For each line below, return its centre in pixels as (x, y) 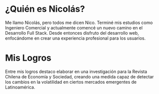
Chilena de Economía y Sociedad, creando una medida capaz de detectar (79, 76)
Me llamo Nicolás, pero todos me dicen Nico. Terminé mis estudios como (79, 23)
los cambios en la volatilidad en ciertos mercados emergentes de (71, 82)
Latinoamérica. (20, 87)
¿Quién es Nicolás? (45, 9)
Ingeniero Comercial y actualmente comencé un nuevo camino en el (74, 27)
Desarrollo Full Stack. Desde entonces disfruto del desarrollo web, (72, 33)
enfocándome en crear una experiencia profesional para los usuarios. (75, 38)
